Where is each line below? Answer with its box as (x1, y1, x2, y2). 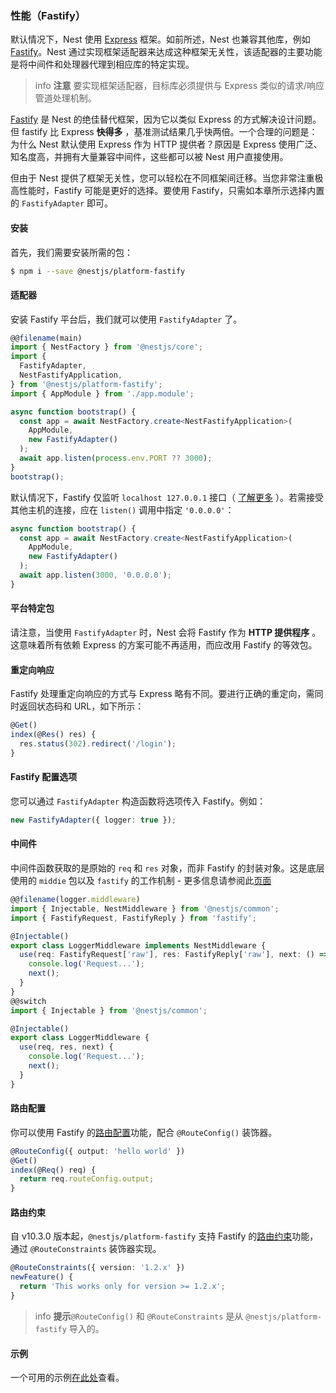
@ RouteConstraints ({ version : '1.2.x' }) (10, 1263, 186, 1273)
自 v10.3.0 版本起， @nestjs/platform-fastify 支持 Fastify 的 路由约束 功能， (10, 1230, 319, 1242)
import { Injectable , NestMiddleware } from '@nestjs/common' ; (10, 903, 280, 914)
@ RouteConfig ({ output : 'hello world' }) (10, 1146, 186, 1156)
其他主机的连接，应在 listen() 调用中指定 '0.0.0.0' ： (10, 503, 235, 516)
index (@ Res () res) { (10, 730, 97, 740)
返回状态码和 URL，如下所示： (18, 700, 145, 712)
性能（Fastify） (10, 8, 87, 22)
